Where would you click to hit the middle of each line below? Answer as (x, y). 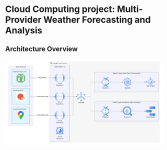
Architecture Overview (41, 49)
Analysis (24, 30)
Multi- (130, 9)
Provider (23, 20)
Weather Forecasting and (97, 20)
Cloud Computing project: (60, 9)
